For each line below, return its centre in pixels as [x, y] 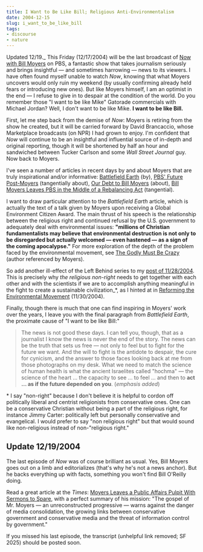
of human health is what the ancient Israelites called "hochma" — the [107, 371]
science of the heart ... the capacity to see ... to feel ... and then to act [108, 377]
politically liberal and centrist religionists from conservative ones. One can [98, 402]
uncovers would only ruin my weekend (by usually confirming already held [99, 83]
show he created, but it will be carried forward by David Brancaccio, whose [100, 127]
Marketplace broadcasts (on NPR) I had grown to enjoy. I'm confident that [98, 133]
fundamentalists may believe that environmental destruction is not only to [101, 233]
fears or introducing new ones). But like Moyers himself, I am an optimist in [99, 89]
